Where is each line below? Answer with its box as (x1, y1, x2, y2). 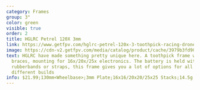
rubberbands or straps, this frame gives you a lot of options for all (11, 63, 193, 70)
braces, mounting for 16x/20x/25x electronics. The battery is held (11, 58, 185, 64)
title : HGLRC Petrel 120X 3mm (6, 36, 82, 42)
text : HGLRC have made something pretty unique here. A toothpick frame (6, 53, 190, 59)
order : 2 (6, 31, 28, 37)
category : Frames (6, 8, 49, 15)
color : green (6, 20, 39, 25)
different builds (11, 69, 55, 75)
